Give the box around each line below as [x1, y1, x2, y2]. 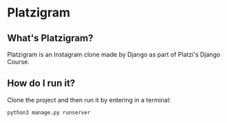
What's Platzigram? [7, 32, 94, 44]
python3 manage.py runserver [7, 109, 91, 116]
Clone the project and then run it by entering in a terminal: [7, 96, 171, 104]
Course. [7, 58, 30, 66]
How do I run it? [7, 78, 76, 89]
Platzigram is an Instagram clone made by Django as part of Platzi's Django [7, 50, 221, 58]
